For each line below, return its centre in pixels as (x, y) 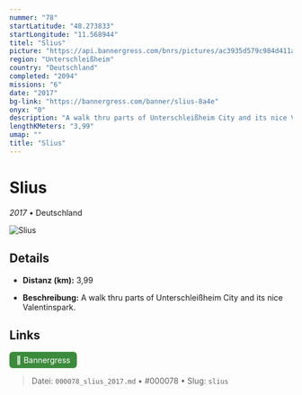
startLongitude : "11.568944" (64, 34)
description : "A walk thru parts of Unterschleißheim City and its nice (148, 118)
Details (29, 259)
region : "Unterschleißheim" (62, 59)
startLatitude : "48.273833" (62, 26)
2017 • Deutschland (46, 212)
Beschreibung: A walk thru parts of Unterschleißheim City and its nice (152, 297)
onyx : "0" (28, 110)
